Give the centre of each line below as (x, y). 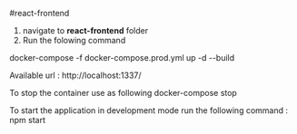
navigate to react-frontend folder (85, 30)
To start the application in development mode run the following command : (149, 110)
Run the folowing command (74, 40)
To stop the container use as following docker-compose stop (124, 93)
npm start (28, 120)
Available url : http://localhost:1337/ (76, 75)
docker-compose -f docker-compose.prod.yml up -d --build (122, 57)
